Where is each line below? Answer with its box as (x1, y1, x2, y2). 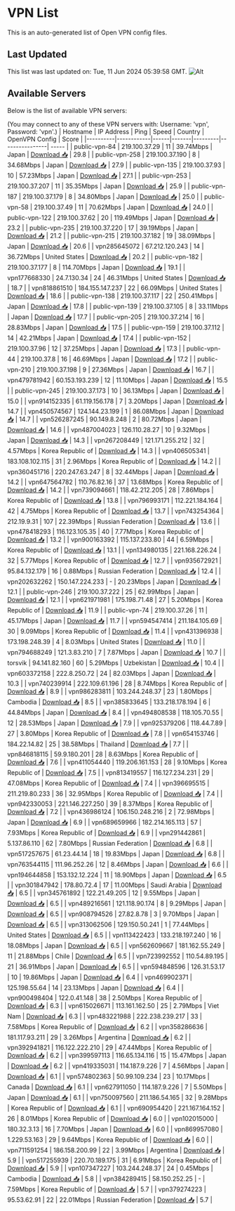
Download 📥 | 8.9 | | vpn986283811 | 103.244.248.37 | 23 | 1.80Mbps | (7, 687, 213, 695)
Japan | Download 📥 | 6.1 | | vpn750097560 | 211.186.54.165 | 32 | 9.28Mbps (7, 1093, 228, 1101)
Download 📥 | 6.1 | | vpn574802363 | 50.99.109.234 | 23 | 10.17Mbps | (7, 1072, 210, 1080)
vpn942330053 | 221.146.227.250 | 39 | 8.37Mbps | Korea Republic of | (7, 799, 213, 808)
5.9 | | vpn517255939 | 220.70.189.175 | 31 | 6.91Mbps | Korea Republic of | (7, 1156, 222, 1164)
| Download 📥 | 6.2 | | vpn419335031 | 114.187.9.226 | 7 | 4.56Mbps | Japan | (7, 1061, 229, 1070)
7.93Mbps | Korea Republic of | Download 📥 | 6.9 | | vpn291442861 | (7, 828, 206, 837)
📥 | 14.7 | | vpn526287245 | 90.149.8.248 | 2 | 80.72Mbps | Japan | (7, 414, 202, 423)
